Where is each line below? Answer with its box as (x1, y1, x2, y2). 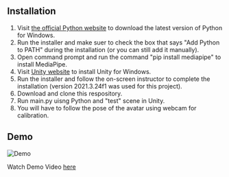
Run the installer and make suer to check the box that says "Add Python (16, 38, 220, 47)
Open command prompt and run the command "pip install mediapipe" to (16, 53, 221, 61)
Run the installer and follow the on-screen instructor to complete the (16, 75, 210, 83)
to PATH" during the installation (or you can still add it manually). (16, 45, 200, 54)
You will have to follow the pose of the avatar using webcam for (16, 104, 197, 112)
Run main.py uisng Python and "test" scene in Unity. (16, 96, 165, 105)
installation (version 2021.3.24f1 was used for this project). (16, 82, 183, 90)
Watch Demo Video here (7, 163, 77, 171)
